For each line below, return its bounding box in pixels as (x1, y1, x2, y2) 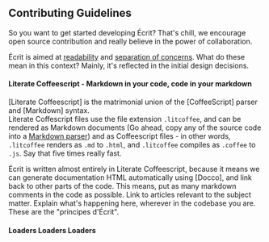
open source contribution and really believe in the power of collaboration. (8, 36, 253, 46)
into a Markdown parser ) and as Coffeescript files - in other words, (8, 131, 231, 141)
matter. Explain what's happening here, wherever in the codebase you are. (8, 198, 256, 208)
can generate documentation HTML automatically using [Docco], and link (8, 173, 253, 182)
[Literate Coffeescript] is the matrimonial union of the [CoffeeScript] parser (8, 97, 258, 107)
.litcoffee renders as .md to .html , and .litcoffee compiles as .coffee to (8, 140, 256, 150)
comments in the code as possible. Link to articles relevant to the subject (8, 190, 252, 200)
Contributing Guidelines (8, 6, 132, 20)
